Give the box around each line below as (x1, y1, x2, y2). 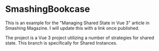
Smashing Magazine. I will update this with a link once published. (5, 25, 139, 31)
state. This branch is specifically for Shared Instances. (5, 40, 118, 46)
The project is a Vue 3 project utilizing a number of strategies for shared (5, 35, 154, 41)
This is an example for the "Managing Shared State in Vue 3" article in (5, 20, 149, 26)
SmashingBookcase (5, 3, 90, 15)
